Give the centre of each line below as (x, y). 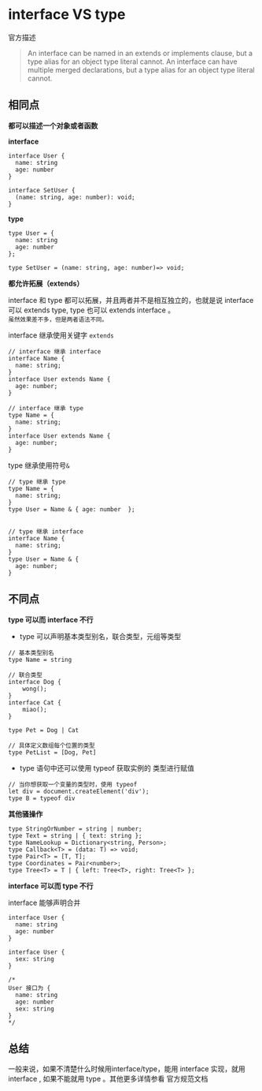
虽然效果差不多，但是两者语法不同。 (58, 319)
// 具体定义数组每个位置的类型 (52, 745)
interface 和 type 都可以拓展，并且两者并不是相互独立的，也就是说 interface (131, 300)
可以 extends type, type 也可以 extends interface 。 (92, 310)
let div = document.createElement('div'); (79, 791)
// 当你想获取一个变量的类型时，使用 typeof (73, 784)
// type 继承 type (37, 482)
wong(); (35, 689)
